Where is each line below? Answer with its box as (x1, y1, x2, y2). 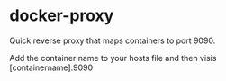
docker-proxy (9, 5, 114, 26)
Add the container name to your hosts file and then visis (9, 52, 217, 63)
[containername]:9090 (9, 62, 94, 73)
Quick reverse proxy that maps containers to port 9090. (9, 35, 216, 46)
